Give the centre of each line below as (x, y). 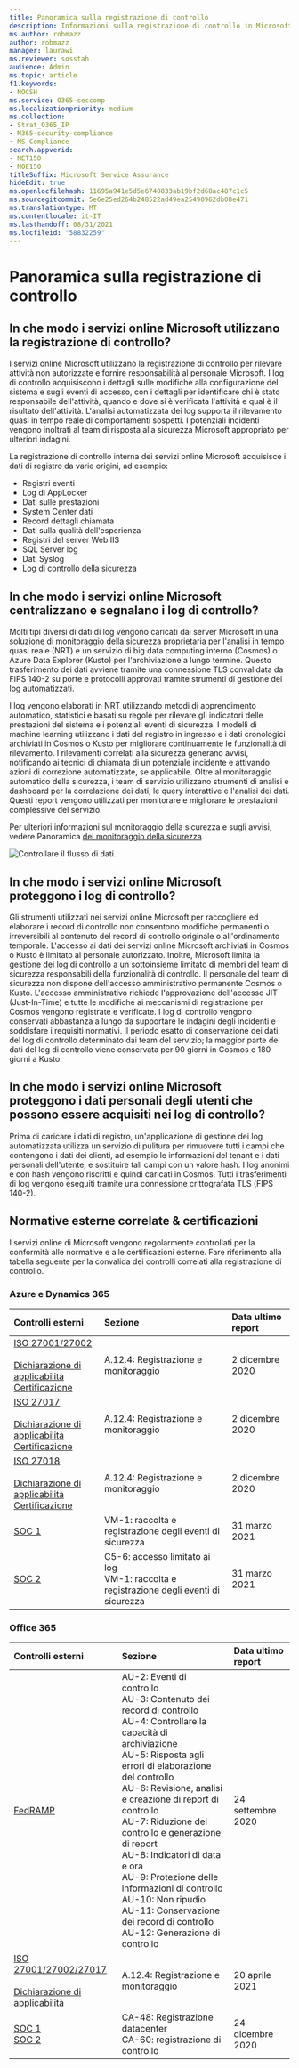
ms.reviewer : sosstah (49, 59)
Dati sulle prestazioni (61, 502)
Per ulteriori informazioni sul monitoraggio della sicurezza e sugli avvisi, (141, 827)
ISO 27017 (37, 1401)
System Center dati (57, 512)
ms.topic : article (43, 76)
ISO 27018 (37, 1461)
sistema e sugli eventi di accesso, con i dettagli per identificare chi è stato (145, 392)
